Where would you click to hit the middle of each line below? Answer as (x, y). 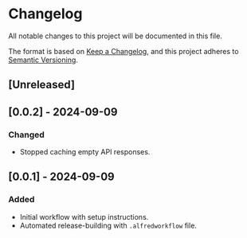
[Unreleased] (42, 85)
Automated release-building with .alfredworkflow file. (108, 225)
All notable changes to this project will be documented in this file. (116, 36)
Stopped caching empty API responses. (85, 152)
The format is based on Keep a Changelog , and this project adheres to (123, 51)
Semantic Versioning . (43, 60)
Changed (27, 135)
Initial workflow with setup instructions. (84, 217)
